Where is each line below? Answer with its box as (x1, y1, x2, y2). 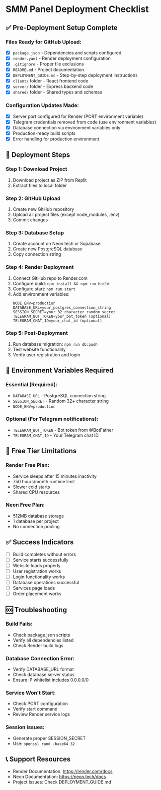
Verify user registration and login (12, 351, 80, 358)
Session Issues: (5, 724, 45, 731)
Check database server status (12, 672, 75, 678)
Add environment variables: (12, 291, 70, 297)
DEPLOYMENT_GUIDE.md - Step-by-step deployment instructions (12, 72, 138, 78)
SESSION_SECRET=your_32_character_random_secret (12, 309, 116, 314)
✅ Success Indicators (5, 538, 74, 547)
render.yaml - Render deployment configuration (12, 55, 111, 61)
